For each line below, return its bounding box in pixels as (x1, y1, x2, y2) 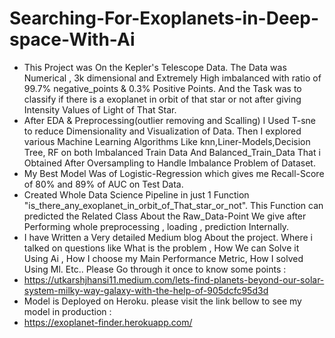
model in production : (23, 305, 112, 317)
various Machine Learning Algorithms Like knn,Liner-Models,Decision (23, 135, 311, 147)
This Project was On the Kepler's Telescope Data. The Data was (23, 61, 287, 73)
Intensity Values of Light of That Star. (23, 103, 177, 116)
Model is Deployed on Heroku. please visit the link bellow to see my (23, 295, 302, 307)
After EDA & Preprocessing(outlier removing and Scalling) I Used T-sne (23, 114, 317, 126)
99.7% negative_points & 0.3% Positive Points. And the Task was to (23, 82, 302, 94)
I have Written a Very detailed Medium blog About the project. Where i (23, 231, 313, 243)
